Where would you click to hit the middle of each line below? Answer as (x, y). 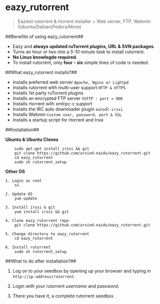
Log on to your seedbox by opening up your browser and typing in (82, 271)
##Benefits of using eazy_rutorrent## (44, 36)
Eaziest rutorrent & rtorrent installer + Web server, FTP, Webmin (84, 21)
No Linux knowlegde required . (45, 57)
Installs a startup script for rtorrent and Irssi (58, 120)
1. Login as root (24, 181)
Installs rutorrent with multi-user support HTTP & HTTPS (69, 87)
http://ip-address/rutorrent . (44, 276)
